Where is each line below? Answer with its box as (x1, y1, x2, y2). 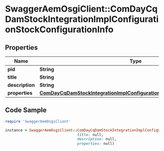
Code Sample (5, 106, 47, 115)
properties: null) (77, 141, 115, 146)
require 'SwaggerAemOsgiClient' (5, 119, 71, 124)
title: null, (77, 132, 104, 137)
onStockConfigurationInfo (5, 24, 114, 35)
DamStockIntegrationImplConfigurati (5, 14, 159, 25)
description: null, (77, 137, 117, 142)
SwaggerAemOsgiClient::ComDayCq (5, 3, 158, 15)
